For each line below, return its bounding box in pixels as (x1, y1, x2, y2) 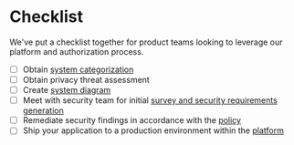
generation (22, 105, 64, 116)
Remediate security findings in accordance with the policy (22, 115, 242, 126)
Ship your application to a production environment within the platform (22, 125, 285, 136)
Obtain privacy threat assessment (22, 75, 151, 85)
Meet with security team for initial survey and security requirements (22, 95, 278, 106)
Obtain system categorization (22, 64, 134, 75)
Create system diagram (22, 85, 111, 96)
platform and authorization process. (9, 46, 144, 57)
